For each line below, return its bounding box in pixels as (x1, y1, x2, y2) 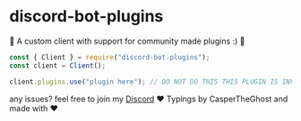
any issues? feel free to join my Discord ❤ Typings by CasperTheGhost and (9, 93, 288, 104)
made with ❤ (9, 102, 58, 113)
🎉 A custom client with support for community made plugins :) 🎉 (9, 36, 245, 46)
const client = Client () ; (9, 60, 106, 70)
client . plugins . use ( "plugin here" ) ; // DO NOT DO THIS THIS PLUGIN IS (9, 77, 279, 86)
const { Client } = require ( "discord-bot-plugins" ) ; (9, 52, 211, 61)
